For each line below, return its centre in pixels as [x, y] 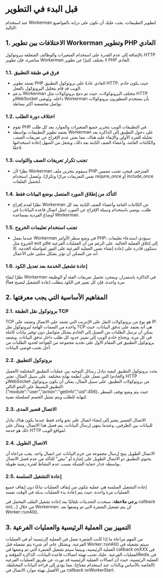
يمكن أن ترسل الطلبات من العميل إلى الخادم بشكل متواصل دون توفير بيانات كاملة [79, 332]
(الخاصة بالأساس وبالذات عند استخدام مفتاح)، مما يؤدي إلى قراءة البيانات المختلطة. [80, 565]
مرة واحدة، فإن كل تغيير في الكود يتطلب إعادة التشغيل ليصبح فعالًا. [65, 282]
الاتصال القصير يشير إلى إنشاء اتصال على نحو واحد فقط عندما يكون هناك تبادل [76, 420]
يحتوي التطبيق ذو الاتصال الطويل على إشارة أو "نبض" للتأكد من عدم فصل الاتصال [79, 459]
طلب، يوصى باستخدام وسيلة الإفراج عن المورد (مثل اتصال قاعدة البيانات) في [82, 209]
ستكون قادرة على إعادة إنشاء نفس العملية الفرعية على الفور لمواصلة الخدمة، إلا [84, 248]
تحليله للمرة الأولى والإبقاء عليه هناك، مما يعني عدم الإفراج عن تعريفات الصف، [82, 137]
